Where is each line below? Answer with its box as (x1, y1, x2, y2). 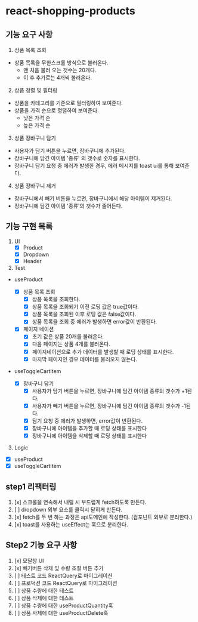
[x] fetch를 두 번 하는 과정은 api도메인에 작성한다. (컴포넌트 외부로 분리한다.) (14, 513, 193, 521)
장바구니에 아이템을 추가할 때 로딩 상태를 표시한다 (32, 424, 147, 432)
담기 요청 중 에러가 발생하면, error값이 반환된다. (32, 417, 143, 424)
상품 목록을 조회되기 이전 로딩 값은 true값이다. (32, 303, 140, 310)
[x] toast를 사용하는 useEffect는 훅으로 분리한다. (14, 521, 129, 528)
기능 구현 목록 (5, 221, 53, 232)
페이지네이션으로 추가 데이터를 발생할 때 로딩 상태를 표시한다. (32, 348, 174, 355)
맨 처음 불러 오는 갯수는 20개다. (23, 67, 97, 73)
